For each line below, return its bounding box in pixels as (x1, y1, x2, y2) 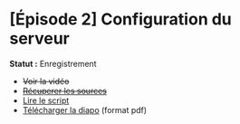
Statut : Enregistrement (9, 58, 97, 69)
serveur (9, 28, 70, 49)
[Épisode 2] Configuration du (9, 9, 233, 30)
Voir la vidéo (22, 75, 70, 86)
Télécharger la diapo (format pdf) (22, 104, 148, 115)
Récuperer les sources (22, 85, 107, 96)
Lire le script (22, 95, 70, 106)
